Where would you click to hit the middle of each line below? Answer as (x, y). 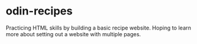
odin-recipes (39, 11)
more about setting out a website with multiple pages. (73, 34)
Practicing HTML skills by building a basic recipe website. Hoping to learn (98, 28)
